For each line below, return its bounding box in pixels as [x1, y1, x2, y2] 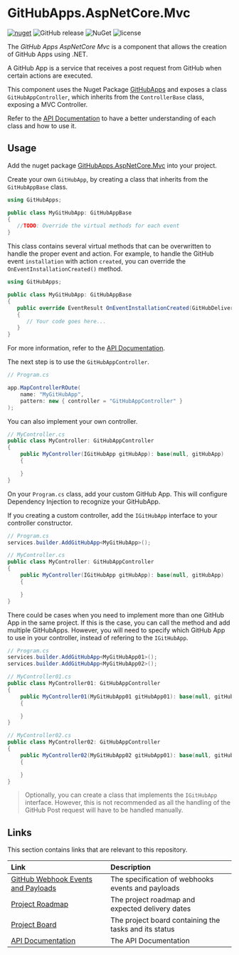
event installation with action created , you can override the [7, 257, 186, 266]
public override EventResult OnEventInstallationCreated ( [16, 304, 193, 311]
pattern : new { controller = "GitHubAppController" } [20, 397, 183, 405]
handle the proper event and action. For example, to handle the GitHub [7, 249, 214, 258]
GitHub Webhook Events [11, 875, 92, 884]
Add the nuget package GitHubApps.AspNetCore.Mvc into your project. [7, 161, 217, 169]
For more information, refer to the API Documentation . [7, 344, 166, 353]
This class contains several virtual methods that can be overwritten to [7, 242, 211, 251]
